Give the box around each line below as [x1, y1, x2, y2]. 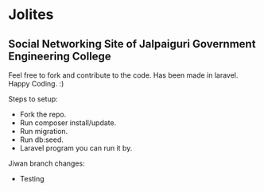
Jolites [8, 6, 54, 24]
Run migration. [19, 127, 68, 136]
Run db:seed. [19, 135, 64, 144]
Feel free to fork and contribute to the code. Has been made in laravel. [8, 71, 239, 80]
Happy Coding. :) [8, 79, 64, 88]
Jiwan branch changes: [8, 159, 85, 168]
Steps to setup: [8, 94, 58, 104]
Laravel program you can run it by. [19, 143, 133, 152]
